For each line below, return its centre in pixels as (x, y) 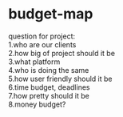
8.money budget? (37, 104)
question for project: (42, 36)
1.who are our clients (42, 44)
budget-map (51, 14)
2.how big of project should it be (62, 53)
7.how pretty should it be (49, 95)
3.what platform (34, 62)
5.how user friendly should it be (60, 79)
